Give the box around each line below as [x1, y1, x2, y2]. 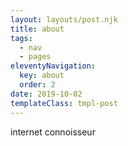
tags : [10, 33, 33, 43]
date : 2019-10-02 [10, 89, 83, 99]
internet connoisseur [10, 126, 96, 138]
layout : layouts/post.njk [10, 14, 118, 25]
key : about [19, 71, 65, 81]
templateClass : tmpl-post [10, 98, 118, 108]
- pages [19, 52, 52, 62]
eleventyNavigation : [10, 61, 97, 71]
